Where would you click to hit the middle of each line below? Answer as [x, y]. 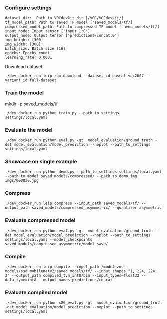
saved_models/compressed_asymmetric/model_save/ [57, 244]
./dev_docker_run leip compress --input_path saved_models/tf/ [72, 204]
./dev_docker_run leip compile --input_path [52, 267]
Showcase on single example [41, 161]
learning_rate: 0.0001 [29, 57]
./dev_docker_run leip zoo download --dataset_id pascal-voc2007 [74, 76]
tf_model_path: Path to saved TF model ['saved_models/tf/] [69, 22]
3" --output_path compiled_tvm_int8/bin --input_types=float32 [72, 276]
